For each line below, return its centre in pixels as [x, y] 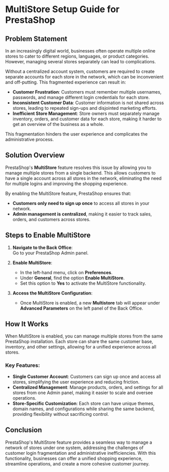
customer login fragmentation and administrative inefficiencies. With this [81, 453]
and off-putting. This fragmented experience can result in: [66, 82]
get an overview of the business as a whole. [58, 124]
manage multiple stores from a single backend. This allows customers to [80, 173]
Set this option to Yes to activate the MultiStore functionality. [83, 283]
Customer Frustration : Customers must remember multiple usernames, [87, 92]
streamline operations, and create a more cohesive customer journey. [77, 463]
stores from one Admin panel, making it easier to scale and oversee [82, 393]
